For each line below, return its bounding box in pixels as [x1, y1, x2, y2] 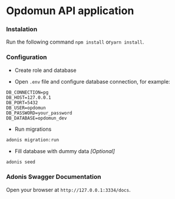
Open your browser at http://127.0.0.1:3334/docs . [6, 186, 131, 193]
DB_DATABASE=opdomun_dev [6, 115, 67, 121]
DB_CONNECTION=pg [6, 89, 49, 95]
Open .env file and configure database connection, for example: [14, 78, 170, 85]
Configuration [6, 53, 47, 61]
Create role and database [14, 67, 77, 74]
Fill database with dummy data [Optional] [14, 147, 115, 154]
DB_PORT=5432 [6, 99, 38, 105]
